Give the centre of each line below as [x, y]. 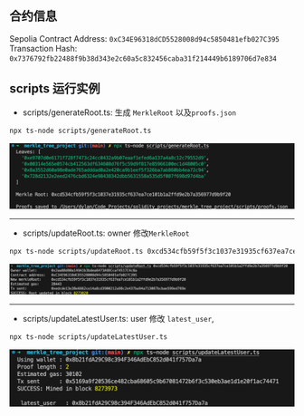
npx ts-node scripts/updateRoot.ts [76, 251]
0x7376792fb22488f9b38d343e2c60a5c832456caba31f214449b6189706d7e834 [143, 58]
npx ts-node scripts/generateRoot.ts [81, 131]
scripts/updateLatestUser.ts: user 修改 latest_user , [118, 319]
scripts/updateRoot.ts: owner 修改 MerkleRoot [106, 233]
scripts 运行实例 [55, 89]
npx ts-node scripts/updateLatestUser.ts [89, 337]
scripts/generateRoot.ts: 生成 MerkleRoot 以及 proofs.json [129, 112]
